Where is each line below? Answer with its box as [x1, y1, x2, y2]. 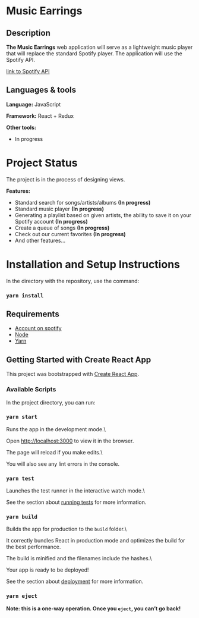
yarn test [6, 475, 34, 482]
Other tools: [6, 124, 37, 131]
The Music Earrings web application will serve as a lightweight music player [6, 43, 193, 51]
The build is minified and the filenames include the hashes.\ [6, 555, 152, 562]
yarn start [6, 413, 37, 421]
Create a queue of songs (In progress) [14, 224, 110, 231]
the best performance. [6, 543, 61, 551]
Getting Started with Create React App [6, 355, 151, 365]
